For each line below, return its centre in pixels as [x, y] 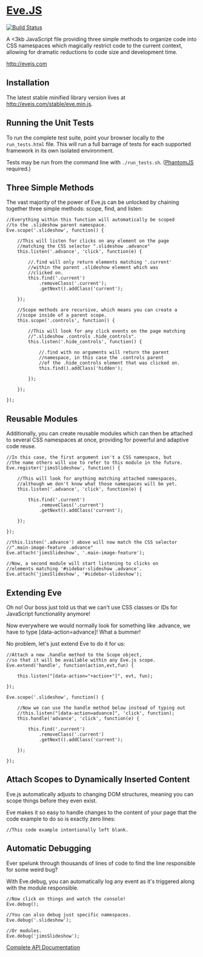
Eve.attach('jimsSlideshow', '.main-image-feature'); [76, 553]
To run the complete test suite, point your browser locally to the [85, 138]
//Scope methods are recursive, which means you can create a [97, 310]
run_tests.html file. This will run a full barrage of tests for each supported [99, 144]
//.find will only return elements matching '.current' [100, 262]
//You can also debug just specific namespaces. [69, 915]
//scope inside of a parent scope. [62, 315]
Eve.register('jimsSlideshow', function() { [63, 468]
